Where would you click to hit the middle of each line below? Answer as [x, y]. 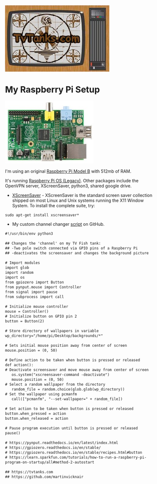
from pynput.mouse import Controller [43, 287]
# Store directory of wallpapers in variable [52, 331]
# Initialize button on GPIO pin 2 [41, 316]
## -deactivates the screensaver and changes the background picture [77, 253]
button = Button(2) [25, 321]
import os [15, 277]
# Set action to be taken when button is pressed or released [69, 409]
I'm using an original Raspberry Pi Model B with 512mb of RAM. [68, 171]
